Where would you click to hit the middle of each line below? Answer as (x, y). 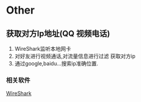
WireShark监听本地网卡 (43, 49)
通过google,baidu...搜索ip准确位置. (56, 63)
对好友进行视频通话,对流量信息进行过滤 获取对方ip (75, 56)
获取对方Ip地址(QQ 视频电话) (58, 33)
